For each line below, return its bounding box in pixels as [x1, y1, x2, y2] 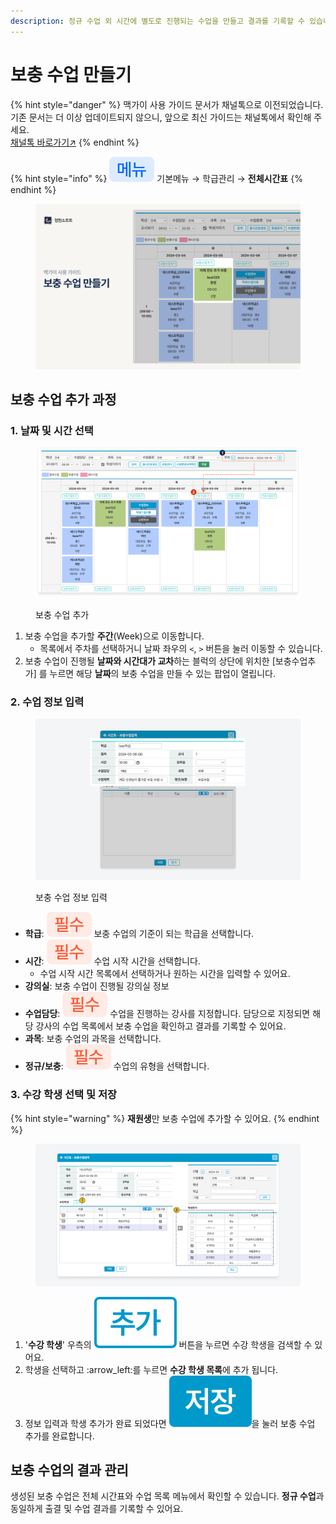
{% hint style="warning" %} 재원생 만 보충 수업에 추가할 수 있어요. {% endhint [10, 1112, 320, 1124]
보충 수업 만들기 [10, 63, 132, 86]
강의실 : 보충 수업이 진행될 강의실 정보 [24, 980, 170, 992]
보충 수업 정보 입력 [35, 891, 108, 904]
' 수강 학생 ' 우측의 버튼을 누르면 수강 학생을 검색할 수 [24, 1338, 313, 1350]
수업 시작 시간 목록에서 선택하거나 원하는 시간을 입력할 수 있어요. [39, 968, 291, 980]
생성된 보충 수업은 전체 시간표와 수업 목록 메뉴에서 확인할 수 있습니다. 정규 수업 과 [10, 1490, 325, 1502]
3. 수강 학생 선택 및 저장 [10, 1088, 118, 1102]
